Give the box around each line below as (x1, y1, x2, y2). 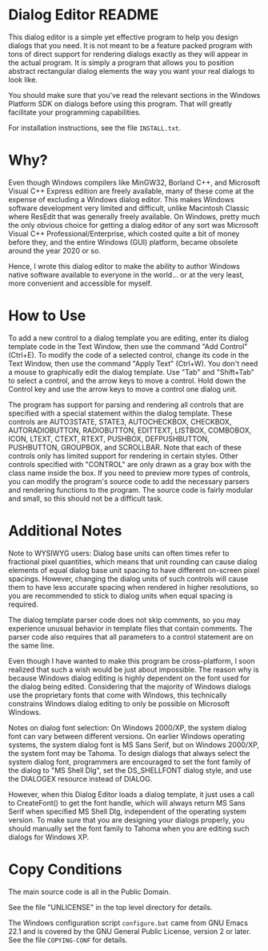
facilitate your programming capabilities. (8, 107, 142, 117)
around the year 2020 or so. (8, 246, 102, 255)
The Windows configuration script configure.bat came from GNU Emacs (8, 917, 248, 928)
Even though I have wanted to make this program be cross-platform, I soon (8, 656, 256, 665)
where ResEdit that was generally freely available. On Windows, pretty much (8, 211, 260, 221)
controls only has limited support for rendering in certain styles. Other (8, 451, 238, 461)
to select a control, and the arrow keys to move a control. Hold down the (8, 376, 246, 385)
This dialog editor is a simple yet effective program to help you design (8, 32, 238, 42)
